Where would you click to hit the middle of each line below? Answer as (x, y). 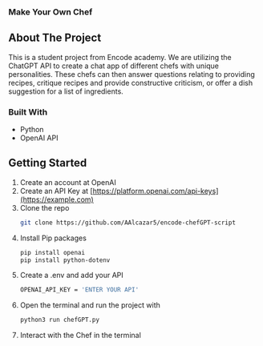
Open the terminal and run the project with (90, 305)
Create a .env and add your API (72, 276)
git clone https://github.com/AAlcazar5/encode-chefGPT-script (128, 223)
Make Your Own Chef (51, 12)
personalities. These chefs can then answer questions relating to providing (131, 74)
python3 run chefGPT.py (60, 320)
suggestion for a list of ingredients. (66, 91)
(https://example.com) (57, 199)
